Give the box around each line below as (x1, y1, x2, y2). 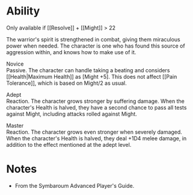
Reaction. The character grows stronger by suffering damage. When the (6, 97, 185, 105)
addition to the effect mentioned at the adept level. (6, 141, 132, 148)
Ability (6, 4, 40, 18)
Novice (6, 60, 24, 67)
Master (6, 122, 24, 129)
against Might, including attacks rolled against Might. (6, 110, 137, 117)
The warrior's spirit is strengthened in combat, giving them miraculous (6, 36, 180, 43)
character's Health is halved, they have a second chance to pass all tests (6, 104, 187, 111)
